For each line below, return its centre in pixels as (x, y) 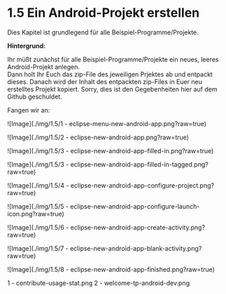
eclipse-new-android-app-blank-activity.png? (136, 248)
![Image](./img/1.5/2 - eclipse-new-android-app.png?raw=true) (98, 137)
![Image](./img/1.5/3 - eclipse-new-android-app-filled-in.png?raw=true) (111, 150)
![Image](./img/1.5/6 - (38, 227)
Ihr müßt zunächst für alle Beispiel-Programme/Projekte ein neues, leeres (113, 59)
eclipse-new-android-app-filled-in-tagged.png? (139, 164)
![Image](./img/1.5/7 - (38, 248)
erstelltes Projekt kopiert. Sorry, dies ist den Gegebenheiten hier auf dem (112, 89)
